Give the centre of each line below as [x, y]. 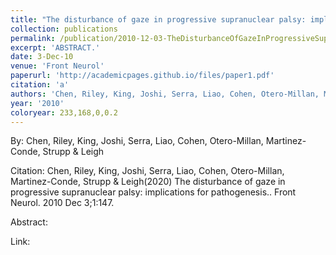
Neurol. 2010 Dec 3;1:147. [62, 203]
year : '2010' [37, 103]
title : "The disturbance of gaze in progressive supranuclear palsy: [158, 19]
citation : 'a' [40, 85]
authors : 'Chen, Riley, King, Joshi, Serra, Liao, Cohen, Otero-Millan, [165, 94]
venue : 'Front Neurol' [57, 66]
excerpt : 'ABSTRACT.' [55, 47]
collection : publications [64, 29]
